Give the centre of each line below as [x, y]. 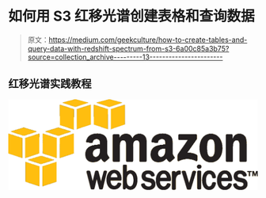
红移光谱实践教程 [50, 84]
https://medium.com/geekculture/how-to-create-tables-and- [148, 40]
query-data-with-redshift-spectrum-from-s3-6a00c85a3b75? [128, 48]
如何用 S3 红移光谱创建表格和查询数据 [131, 16]
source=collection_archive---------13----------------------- [125, 57]
